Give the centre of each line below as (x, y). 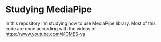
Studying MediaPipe (49, 9)
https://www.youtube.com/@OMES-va (45, 34)
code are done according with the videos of (51, 28)
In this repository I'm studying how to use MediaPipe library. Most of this (81, 23)
